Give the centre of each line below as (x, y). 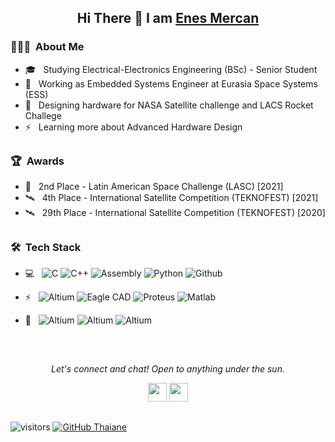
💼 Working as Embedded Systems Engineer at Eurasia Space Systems (171, 83)
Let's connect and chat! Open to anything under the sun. (168, 368)
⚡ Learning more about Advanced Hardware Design (133, 127)
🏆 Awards (37, 161)
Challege (43, 115)
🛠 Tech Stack (46, 247)
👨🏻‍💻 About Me (47, 47)
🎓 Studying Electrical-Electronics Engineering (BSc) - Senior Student (171, 69)
